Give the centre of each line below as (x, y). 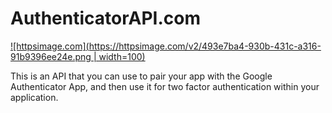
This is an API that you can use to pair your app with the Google (141, 76)
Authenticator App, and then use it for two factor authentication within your (165, 86)
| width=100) (119, 56)
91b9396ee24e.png (51, 56)
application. (34, 97)
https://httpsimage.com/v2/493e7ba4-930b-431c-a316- (205, 46)
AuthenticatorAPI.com (105, 18)
